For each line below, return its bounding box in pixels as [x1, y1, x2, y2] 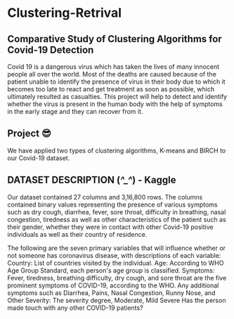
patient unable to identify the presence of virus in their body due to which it [7, 77, 226, 86]
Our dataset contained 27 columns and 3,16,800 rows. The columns [7, 193, 203, 201]
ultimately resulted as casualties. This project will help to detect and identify [7, 93, 227, 100]
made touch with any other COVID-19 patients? [7, 304, 143, 312]
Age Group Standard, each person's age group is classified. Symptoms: [7, 266, 215, 275]
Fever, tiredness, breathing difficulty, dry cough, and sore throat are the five [7, 273, 227, 282]
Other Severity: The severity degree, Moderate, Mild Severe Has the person [7, 296, 226, 304]
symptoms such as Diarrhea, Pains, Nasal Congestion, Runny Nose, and [7, 288, 216, 297]
